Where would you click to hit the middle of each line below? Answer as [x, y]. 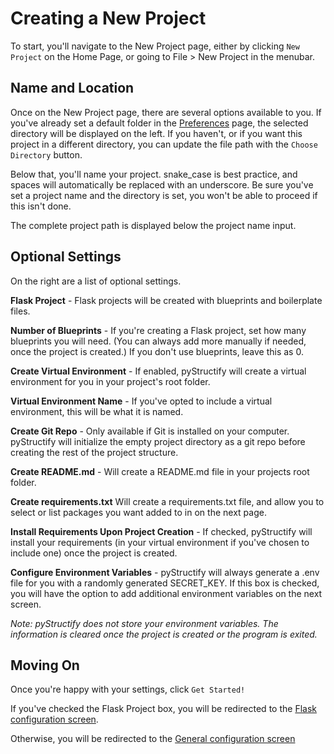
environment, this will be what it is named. [97, 411]
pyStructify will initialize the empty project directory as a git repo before [158, 441]
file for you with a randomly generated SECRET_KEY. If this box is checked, [165, 583]
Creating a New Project [108, 18]
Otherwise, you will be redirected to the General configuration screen [153, 739]
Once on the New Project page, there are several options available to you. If [166, 112]
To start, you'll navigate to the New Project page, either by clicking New [155, 46]
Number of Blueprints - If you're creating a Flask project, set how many [158, 330]
